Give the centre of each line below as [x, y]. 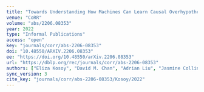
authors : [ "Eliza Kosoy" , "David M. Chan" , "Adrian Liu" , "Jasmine [93, 68]
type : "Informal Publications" [46, 34]
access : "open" [25, 40]
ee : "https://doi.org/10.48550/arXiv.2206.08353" [70, 57]
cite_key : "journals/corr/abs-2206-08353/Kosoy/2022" [76, 79]
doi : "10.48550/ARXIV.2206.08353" [50, 51]
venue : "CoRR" [24, 18]
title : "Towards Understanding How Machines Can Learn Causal [87, 12]
